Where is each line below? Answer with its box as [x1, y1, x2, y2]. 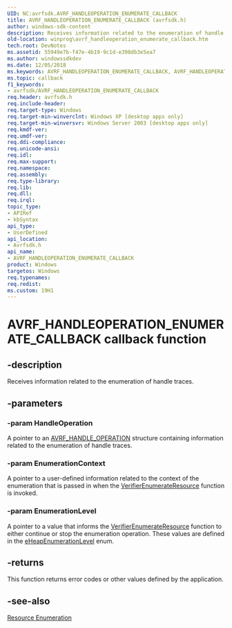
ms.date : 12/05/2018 [7, 62, 67, 69]
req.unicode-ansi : [7, 145, 60, 152]
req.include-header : [7, 100, 67, 107]
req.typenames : [7, 274, 51, 281]
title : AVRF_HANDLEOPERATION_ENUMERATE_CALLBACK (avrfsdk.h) [7, 17, 187, 24]
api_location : [7, 235, 48, 242]
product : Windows [7, 261, 57, 268]
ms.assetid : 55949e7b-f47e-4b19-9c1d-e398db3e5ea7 [7, 49, 156, 56]
